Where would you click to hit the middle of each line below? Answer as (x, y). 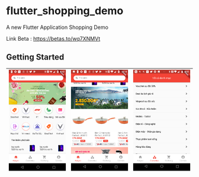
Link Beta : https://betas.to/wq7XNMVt (53, 38)
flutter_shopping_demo (65, 11)
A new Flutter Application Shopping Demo (57, 27)
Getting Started (35, 57)
